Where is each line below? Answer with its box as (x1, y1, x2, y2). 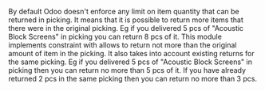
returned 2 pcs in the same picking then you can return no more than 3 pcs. (8, 74, 258, 83)
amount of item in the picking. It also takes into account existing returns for (8, 49, 255, 58)
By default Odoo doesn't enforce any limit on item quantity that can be (8, 7, 239, 16)
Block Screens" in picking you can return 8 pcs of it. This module (8, 32, 222, 41)
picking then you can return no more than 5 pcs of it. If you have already (8, 66, 246, 74)
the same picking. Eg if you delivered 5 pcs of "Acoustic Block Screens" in (8, 57, 253, 66)
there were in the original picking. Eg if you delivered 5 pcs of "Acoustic (8, 24, 244, 32)
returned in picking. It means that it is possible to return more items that (8, 15, 243, 25)
